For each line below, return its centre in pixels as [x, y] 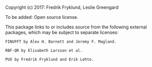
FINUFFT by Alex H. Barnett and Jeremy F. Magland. [61, 42]
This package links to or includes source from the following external [76, 27]
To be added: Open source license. [42, 17]
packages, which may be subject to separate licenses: [62, 32]
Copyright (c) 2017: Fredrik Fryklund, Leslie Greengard [62, 7]
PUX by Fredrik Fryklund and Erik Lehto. [50, 59]
